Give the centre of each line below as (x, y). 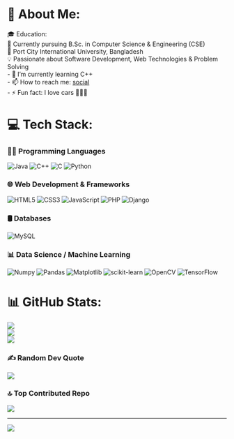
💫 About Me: (44, 14)
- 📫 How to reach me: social (48, 82)
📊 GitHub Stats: (55, 302)
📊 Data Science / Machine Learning (69, 254)
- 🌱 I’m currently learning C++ (50, 74)
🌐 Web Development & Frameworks (69, 184)
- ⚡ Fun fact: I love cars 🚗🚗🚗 (48, 92)
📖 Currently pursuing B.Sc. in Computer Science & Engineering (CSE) (106, 44)
